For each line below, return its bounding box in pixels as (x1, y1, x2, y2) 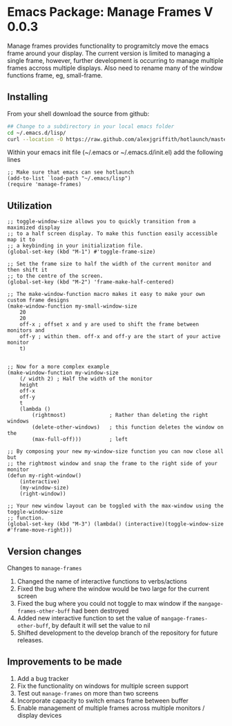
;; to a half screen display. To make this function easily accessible (7, 230, 217, 237)
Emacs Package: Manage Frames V (7, 4, 213, 20)
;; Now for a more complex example (7, 364, 110, 371)
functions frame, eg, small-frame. (7, 71, 103, 80)
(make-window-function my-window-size (7, 369, 119, 377)
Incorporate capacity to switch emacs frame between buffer (17, 696, 188, 705)
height (19, 382, 39, 389)
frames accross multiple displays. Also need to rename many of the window (7, 64, 223, 72)
